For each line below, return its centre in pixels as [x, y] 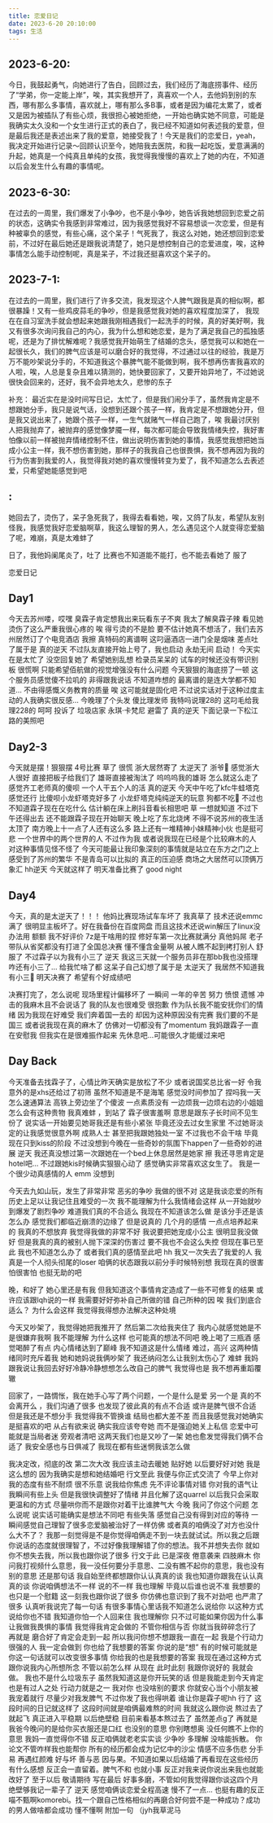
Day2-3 [28, 747]
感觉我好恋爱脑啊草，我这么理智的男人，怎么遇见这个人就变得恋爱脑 [150, 527]
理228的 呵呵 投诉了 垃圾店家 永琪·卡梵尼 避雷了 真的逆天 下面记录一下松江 [133, 710]
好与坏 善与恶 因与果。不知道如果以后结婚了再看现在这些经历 [156, 1759]
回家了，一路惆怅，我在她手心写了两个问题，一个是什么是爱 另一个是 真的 [131, 1395]
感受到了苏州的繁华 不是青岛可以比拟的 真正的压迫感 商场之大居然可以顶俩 [132, 859]
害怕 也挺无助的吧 [52, 1272]
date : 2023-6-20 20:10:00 [52, 24]
